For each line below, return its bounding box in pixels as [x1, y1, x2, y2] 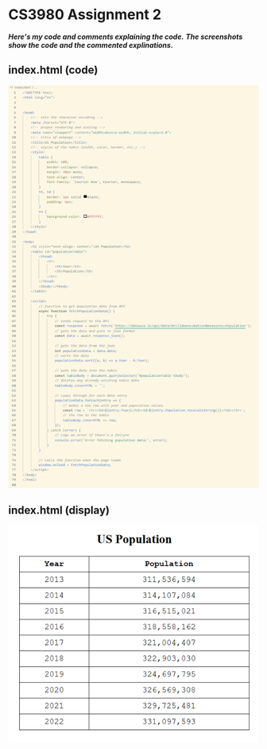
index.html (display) [8, 503, 110, 518]
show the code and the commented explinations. [8, 40, 173, 49]
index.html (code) [8, 64, 99, 77]
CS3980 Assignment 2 [8, 6, 161, 24]
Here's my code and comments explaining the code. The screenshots [8, 32, 243, 41]
